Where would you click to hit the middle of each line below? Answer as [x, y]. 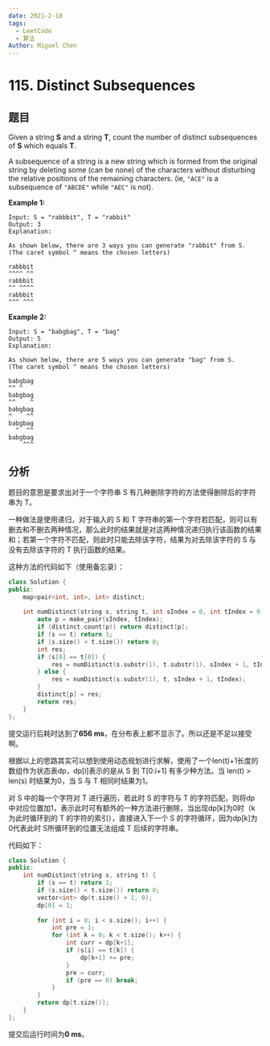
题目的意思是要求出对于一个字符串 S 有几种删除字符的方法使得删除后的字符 [132, 492]
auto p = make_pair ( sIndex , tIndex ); [100, 620]
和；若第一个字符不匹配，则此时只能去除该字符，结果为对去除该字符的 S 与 [132, 539]
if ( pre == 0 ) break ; [102, 980]
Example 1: [27, 203]
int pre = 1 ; [73, 928]
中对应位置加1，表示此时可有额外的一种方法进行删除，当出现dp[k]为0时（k [132, 807]
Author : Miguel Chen [43, 46]
